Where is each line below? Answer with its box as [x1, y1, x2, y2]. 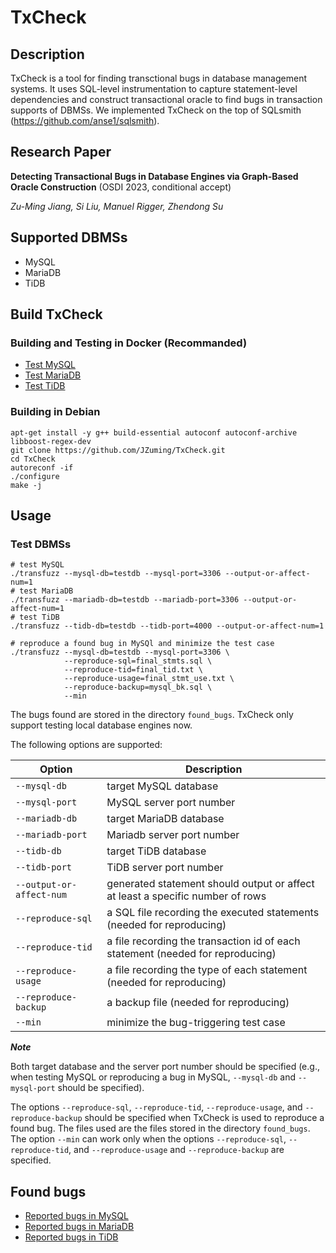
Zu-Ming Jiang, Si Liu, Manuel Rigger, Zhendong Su [10, 200, 224, 212]
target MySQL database [106, 779, 219, 793]
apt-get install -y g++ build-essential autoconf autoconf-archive [10, 427, 298, 438]
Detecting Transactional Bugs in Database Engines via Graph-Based [10, 170, 299, 182]
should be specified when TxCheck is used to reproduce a [84, 1112, 325, 1124]
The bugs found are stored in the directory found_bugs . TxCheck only [10, 709, 294, 721]
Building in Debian [10, 405, 101, 419]
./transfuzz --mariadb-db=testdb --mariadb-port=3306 [10, 595, 240, 605]
